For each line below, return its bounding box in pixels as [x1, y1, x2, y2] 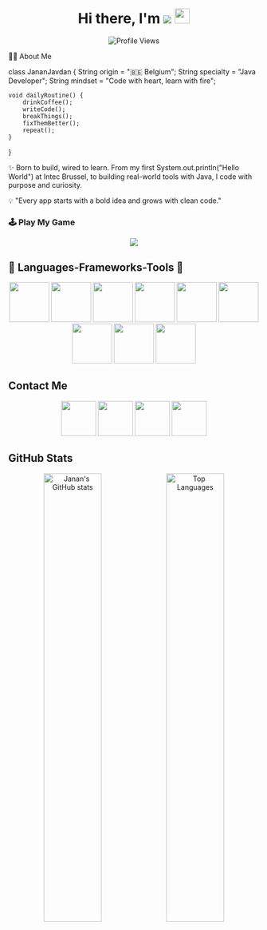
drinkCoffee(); [22, 98, 73, 106]
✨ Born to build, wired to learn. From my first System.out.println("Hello [8, 162, 240, 172]
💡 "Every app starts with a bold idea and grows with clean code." [8, 196, 222, 205]
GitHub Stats [8, 451, 73, 465]
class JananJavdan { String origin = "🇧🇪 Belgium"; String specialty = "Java [8, 66, 257, 76]
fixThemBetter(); [22, 119, 80, 127]
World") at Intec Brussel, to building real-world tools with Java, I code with [8, 172, 253, 181]
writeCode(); [22, 105, 66, 113]
